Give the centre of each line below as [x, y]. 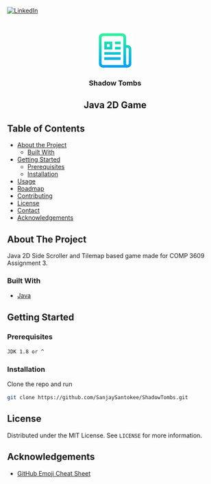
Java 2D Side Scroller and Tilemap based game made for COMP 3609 [106, 255]
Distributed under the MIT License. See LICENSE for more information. [104, 435]
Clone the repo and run [40, 384]
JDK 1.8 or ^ [26, 352]
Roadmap [30, 189]
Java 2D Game [115, 105]
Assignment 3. [27, 263]
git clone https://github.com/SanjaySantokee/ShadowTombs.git [98, 398]
